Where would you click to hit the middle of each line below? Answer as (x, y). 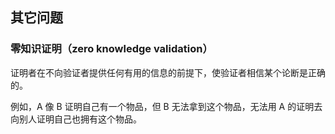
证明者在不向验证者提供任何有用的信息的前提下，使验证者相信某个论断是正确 (168, 72)
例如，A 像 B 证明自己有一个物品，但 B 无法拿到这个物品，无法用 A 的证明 (162, 106)
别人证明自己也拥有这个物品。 (80, 119)
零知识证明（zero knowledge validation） (111, 49)
